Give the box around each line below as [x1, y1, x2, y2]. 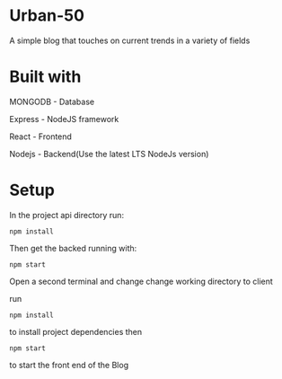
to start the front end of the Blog [9, 359, 128, 370]
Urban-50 [9, 5, 85, 26]
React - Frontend [9, 131, 72, 142]
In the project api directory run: [9, 209, 124, 220]
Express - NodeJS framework [9, 113, 119, 124]
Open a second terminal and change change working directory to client [9, 276, 274, 286]
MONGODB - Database [9, 96, 95, 107]
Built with [9, 66, 82, 87]
